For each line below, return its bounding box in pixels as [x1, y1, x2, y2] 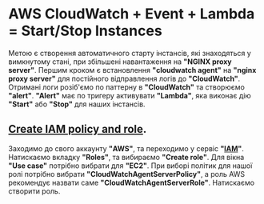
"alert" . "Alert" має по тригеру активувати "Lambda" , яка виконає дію [8, 90, 252, 100]
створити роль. [8, 186, 61, 196]
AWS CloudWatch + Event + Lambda [8, 5, 255, 23]
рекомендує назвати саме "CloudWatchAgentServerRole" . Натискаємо [8, 178, 254, 187]
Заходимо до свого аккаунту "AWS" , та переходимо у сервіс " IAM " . [8, 143, 244, 153]
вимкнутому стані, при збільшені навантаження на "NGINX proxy [8, 57, 232, 66]
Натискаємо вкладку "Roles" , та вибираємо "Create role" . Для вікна [8, 152, 245, 162]
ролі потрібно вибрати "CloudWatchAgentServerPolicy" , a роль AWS [8, 169, 246, 178]
